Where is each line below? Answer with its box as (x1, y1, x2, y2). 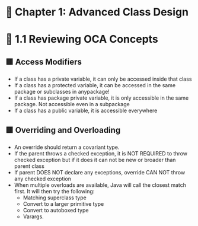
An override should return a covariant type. (14, 144, 120, 151)
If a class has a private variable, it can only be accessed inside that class (14, 75, 192, 82)
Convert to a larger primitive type (23, 200, 104, 207)
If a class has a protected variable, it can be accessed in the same (14, 82, 176, 89)
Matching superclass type (23, 194, 87, 201)
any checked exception (14, 175, 72, 182)
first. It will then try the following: (14, 188, 95, 195)
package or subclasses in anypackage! (14, 88, 110, 96)
